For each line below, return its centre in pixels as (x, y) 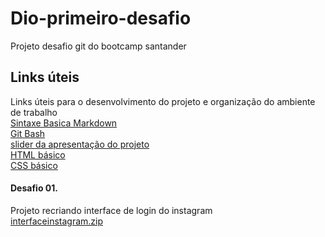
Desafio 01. (34, 188)
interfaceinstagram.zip (57, 221)
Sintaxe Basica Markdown (64, 123)
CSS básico (34, 165)
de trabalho (34, 112)
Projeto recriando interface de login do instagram (111, 210)
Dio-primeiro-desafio (101, 18)
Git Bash (28, 133)
